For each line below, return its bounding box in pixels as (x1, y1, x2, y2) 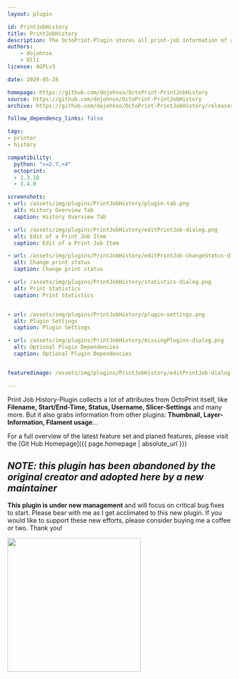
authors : (7, 44, 33, 51)
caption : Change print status (14, 265, 103, 273)
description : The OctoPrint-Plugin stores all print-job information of (7, 36, 228, 44)
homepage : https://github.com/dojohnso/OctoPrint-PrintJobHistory (7, 88, 208, 96)
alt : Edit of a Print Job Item (14, 233, 107, 240)
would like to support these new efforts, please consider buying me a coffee (7, 516, 231, 525)
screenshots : (7, 193, 46, 200)
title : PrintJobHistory (7, 30, 78, 37)
